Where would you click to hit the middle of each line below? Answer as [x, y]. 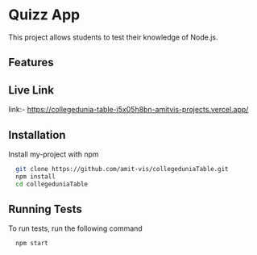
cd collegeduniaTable [52, 184]
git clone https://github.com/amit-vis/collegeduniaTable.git [122, 169]
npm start [32, 244]
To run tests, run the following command [75, 228]
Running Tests [45, 209]
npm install [36, 176]
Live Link [31, 90]
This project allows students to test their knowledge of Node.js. [114, 37]
